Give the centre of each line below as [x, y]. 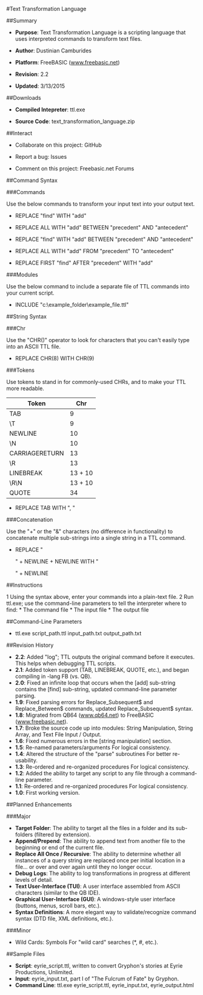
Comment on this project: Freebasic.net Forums [75, 169]
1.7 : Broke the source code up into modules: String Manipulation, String [104, 728]
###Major [19, 816]
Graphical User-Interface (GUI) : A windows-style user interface [95, 899]
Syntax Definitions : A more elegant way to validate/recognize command [106, 912]
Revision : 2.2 [32, 74]
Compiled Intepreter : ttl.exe [50, 110]
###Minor [19, 930]
